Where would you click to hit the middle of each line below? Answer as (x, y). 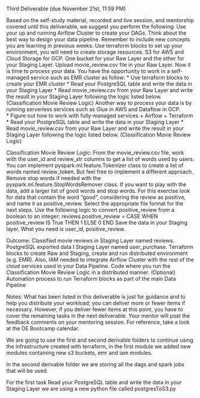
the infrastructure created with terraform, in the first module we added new (99, 346)
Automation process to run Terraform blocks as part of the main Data (91, 279)
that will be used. (27, 371)
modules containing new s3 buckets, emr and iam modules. (79, 353)
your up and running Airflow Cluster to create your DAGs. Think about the (96, 33)
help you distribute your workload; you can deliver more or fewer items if (96, 303)
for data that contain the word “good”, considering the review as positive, (96, 197)
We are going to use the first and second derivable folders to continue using (100, 340)
